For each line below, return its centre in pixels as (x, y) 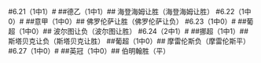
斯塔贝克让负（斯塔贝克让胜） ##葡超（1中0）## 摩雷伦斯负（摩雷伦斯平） (129, 41)
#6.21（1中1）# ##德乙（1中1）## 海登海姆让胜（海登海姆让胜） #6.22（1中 (130, 11)
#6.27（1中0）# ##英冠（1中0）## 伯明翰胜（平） (89, 51)
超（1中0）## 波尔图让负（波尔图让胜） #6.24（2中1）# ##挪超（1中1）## (129, 31)
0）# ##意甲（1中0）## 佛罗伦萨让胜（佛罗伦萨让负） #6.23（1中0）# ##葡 (131, 21)
